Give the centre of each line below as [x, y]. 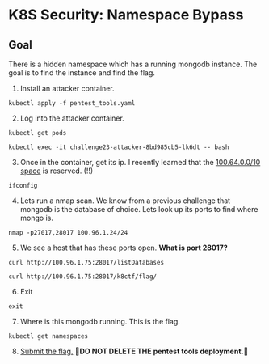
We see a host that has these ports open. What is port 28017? [124, 248]
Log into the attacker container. [72, 118]
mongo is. [37, 218]
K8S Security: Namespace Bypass [126, 15]
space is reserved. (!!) [57, 171]
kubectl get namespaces [48, 336]
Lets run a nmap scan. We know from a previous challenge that [125, 201]
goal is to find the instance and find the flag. [82, 73]
